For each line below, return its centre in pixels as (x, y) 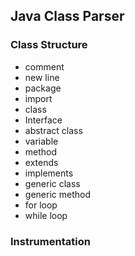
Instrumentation (50, 241)
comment (44, 66)
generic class (52, 183)
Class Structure (49, 45)
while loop (46, 215)
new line (42, 77)
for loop (41, 205)
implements (49, 173)
